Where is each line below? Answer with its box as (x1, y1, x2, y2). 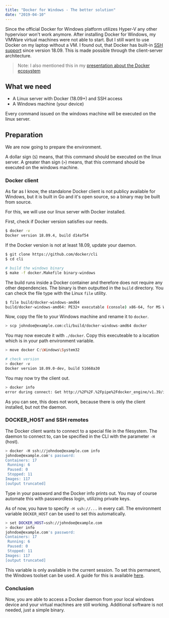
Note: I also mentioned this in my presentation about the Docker (17, 62, 150, 68)
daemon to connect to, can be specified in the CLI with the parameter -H (5, 433, 155, 439)
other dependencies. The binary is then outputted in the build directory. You (5, 285, 163, 291)
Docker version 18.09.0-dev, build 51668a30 (5, 366, 100, 371)
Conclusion (5, 585, 34, 592)
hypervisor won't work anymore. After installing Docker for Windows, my (5, 31, 156, 37)
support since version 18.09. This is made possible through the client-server (5, 47, 163, 53)
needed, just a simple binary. (5, 607, 65, 613)
